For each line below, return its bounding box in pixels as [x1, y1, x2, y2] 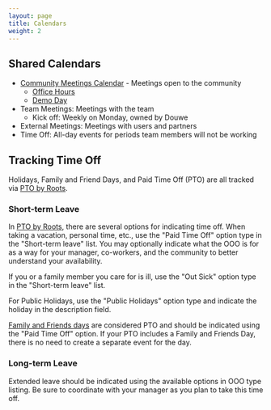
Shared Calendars [8, 57, 101, 70]
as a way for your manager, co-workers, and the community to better [8, 247, 239, 257]
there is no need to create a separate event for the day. [8, 337, 192, 348]
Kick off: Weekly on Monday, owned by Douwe [32, 112, 188, 122]
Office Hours [32, 87, 75, 97]
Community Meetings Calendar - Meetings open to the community [19, 78, 242, 88]
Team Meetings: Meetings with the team [19, 104, 155, 114]
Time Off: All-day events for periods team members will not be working [19, 130, 257, 140]
